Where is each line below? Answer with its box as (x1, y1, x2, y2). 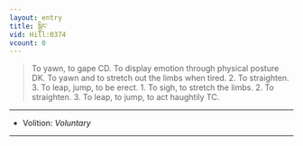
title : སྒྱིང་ (9, 22, 48, 31)
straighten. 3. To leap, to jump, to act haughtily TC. (31, 92, 220, 103)
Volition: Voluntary (22, 118, 92, 129)
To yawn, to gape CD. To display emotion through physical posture (31, 63, 280, 74)
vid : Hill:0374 (9, 30, 67, 39)
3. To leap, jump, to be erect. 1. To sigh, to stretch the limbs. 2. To (31, 82, 275, 93)
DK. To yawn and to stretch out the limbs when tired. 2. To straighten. (31, 73, 290, 84)
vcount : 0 (9, 38, 47, 48)
